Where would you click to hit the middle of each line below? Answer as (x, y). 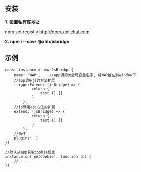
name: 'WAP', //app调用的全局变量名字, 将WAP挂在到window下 (75, 75)
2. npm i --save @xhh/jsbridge (37, 41)
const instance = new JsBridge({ (39, 70)
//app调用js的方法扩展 (35, 80)
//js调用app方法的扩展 (35, 107)
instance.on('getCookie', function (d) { (48, 156)
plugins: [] (26, 138)
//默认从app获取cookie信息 (30, 152)
